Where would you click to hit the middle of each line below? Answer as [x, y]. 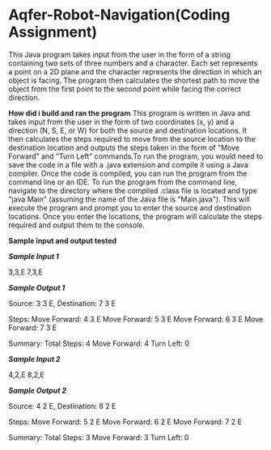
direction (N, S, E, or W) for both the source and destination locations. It [128, 130]
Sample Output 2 [38, 390]
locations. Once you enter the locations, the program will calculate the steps [135, 216]
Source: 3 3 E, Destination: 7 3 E [62, 303]
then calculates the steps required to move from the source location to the [132, 138]
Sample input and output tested [63, 240]
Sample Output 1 [37, 287]
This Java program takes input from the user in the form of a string [119, 54]
